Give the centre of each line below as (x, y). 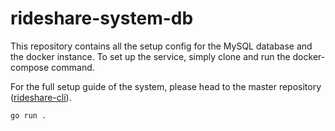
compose (30, 67)
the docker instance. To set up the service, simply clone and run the (150, 56)
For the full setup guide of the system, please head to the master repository (166, 86)
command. (73, 67)
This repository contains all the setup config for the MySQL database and (161, 46)
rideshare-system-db (102, 18)
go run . (28, 115)
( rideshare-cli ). (41, 97)
